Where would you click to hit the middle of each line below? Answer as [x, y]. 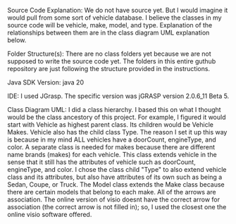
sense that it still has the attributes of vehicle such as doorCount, [101, 162]
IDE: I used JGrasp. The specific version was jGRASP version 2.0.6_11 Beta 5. [118, 96]
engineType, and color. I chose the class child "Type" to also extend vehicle [117, 169]
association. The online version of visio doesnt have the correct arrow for [114, 199]
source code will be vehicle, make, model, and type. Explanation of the [110, 25]
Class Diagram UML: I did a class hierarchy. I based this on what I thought [114, 110]
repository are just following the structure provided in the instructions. [108, 69]
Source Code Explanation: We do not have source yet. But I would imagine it [118, 10]
